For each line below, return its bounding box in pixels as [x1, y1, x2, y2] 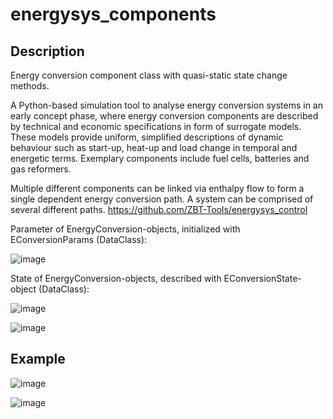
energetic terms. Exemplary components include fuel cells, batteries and [10, 153, 310, 164]
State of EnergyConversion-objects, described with [10, 273, 222, 284]
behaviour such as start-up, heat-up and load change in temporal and [10, 142, 298, 153]
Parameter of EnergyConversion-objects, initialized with [10, 223, 241, 235]
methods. [10, 80, 50, 92]
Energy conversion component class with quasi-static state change [10, 69, 288, 81]
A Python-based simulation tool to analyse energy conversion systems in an [10, 99, 323, 111]
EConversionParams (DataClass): [10, 234, 148, 245]
